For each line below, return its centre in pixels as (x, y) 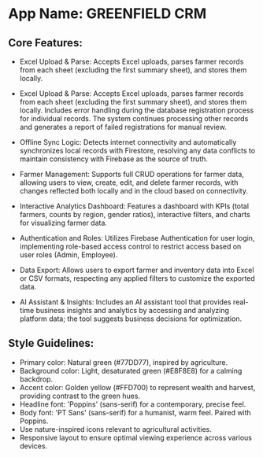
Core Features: (45, 43)
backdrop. (36, 379)
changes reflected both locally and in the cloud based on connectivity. (133, 191)
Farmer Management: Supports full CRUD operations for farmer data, (131, 174)
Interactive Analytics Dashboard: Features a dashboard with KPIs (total (134, 206)
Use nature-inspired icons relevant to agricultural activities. (116, 429)
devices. (33, 446)
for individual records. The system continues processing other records (134, 118)
